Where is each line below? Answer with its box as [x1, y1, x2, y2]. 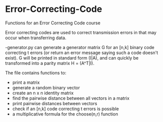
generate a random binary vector [12, 84, 81, 90]
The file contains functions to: [5, 69, 67, 75]
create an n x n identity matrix [12, 90, 74, 96]
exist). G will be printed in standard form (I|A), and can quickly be [5, 55, 139, 61]
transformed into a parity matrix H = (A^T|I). [5, 60, 94, 66]
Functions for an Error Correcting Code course [5, 20, 101, 26]
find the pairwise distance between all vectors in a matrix [12, 95, 130, 101]
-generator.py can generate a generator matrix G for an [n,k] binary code [5, 44, 155, 50]
